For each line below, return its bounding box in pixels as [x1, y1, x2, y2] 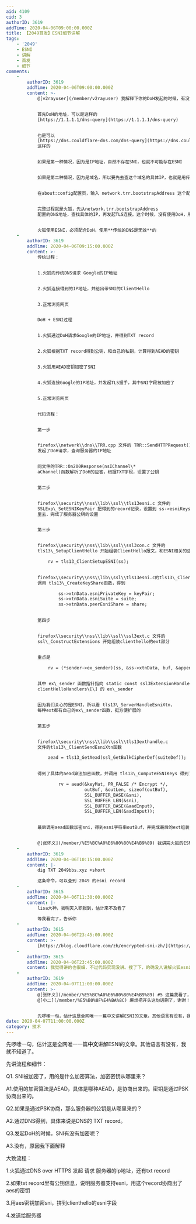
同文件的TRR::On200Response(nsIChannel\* [37, 463, 136, 470]
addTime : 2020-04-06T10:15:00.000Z [27, 857, 114, 862]
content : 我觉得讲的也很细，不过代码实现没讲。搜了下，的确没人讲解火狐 [27, 965, 181, 971]
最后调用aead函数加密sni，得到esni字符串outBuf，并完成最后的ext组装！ [37, 824, 194, 831]
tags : [6, 36, 19, 42]
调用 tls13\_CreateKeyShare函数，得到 [37, 580, 125, 586]
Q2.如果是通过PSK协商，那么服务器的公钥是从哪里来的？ [6, 1105, 142, 1112]
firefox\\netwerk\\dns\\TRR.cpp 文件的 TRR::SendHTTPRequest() [37, 442, 192, 448]
